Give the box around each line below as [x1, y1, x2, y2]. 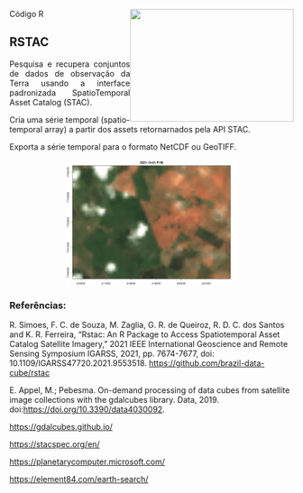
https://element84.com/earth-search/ [9, 474, 149, 485]
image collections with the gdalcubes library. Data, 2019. [9, 395, 219, 406]
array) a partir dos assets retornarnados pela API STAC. [44, 123, 251, 134]
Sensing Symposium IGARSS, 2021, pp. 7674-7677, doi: [9, 348, 215, 360]
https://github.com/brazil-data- [148, 358, 265, 369]
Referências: [9, 298, 67, 311]
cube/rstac [9, 368, 50, 379]
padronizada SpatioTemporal [9, 87, 131, 98]
